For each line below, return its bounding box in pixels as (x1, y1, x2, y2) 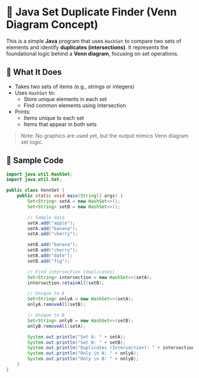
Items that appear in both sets (23, 121, 97, 128)
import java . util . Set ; (6, 177, 62, 183)
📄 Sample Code (6, 156, 64, 166)
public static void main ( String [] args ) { (17, 193, 123, 199)
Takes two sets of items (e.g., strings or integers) (14, 83, 135, 90)
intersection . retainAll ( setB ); (27, 280, 105, 286)
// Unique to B (27, 312, 65, 318)
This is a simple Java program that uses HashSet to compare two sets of (6, 37, 182, 44)
